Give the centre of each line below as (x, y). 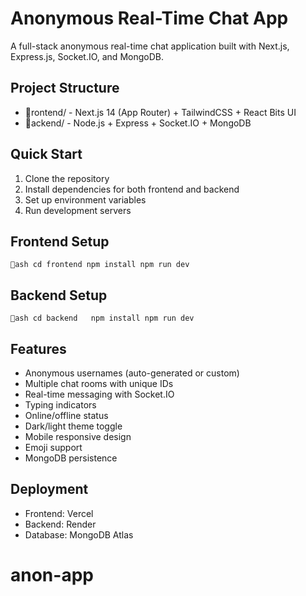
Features (38, 348)
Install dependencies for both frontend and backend (132, 189)
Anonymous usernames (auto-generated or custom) (132, 373)
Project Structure (65, 88)
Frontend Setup (60, 241)
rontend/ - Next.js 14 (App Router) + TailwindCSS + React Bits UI (163, 112)
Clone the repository (67, 178)
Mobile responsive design (78, 436)
